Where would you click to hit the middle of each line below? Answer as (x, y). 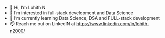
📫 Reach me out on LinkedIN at (43, 24)
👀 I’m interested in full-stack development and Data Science (71, 13)
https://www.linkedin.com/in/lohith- (113, 24)
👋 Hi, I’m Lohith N (28, 8)
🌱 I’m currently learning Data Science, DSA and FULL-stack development (85, 18)
